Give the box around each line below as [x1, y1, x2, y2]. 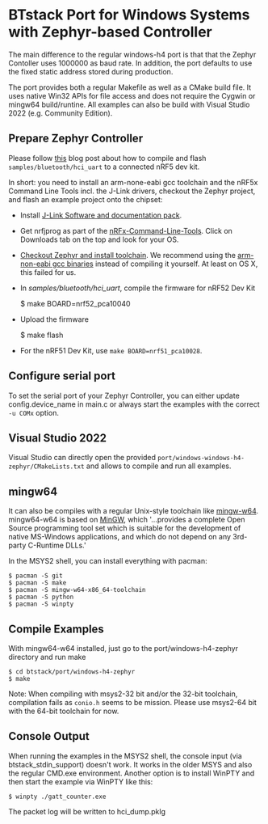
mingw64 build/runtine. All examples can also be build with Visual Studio [8, 99, 250, 109]
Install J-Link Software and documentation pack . [19, 210, 182, 220]
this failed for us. [19, 267, 77, 277]
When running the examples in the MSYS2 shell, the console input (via [8, 750, 242, 761]
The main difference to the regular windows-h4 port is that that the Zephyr [8, 49, 257, 59]
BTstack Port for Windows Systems [8, 6, 250, 24]
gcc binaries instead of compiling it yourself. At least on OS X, [52, 259, 258, 268]
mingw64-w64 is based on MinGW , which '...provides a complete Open [8, 515, 245, 525]
